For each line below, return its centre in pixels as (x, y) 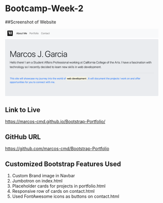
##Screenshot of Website (31, 22)
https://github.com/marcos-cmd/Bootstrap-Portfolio (57, 148)
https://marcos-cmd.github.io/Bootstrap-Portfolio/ (55, 122)
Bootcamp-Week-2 (44, 9)
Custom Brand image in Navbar (44, 176)
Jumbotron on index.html (37, 181)
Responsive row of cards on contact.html (53, 191)
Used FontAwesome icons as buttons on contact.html (65, 196)
